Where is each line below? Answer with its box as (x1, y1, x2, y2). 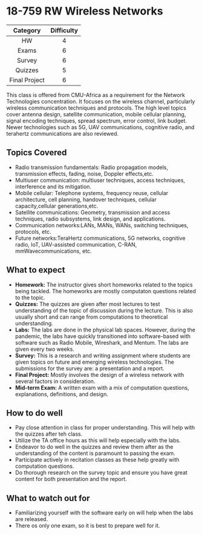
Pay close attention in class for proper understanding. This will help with (15, 424, 195, 431)
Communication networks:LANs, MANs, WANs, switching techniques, (15, 221, 189, 228)
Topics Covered (6, 147, 67, 158)
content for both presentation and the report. (15, 476, 127, 483)
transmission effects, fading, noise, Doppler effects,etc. (15, 170, 154, 177)
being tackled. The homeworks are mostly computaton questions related (15, 287, 197, 294)
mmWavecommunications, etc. (15, 247, 92, 254)
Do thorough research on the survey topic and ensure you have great (15, 469, 187, 476)
